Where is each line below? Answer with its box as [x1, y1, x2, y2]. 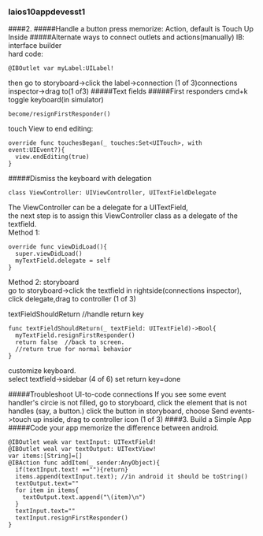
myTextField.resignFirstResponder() [15, 331, 135, 340]
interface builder [8, 41, 62, 50]
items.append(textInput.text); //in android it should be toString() [15, 473, 248, 481]
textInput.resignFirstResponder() [15, 514, 128, 522]
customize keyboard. [8, 366, 76, 375]
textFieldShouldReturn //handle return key [8, 309, 144, 319]
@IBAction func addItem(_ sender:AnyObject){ [8, 459, 160, 467]
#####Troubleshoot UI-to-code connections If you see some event [8, 390, 227, 399]
